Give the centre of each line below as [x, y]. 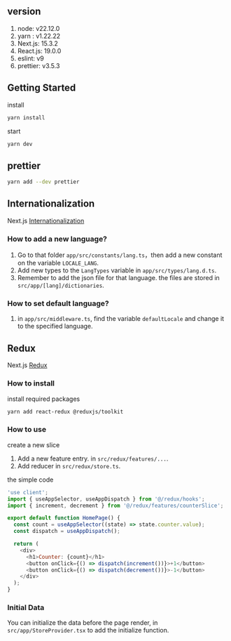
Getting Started [42, 88]
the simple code [30, 480]
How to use [27, 430]
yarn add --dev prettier [43, 182]
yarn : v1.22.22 [39, 36]
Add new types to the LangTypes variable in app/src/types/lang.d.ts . [117, 270]
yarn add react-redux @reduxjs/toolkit [65, 411]
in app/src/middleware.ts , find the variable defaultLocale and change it [121, 319]
